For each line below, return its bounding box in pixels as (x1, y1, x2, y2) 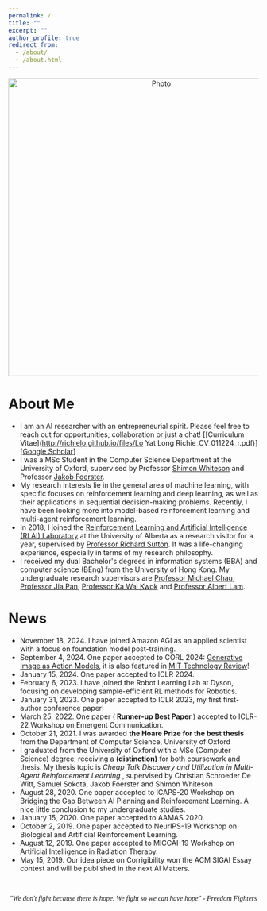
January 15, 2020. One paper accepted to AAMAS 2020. (19, 813, 205, 822)
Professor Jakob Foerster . (19, 472, 105, 481)
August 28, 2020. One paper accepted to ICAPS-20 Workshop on (19, 787, 234, 797)
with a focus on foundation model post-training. (19, 644, 176, 654)
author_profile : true (8, 33, 80, 42)
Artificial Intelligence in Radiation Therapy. (19, 847, 158, 856)
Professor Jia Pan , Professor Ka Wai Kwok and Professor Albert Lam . (19, 581, 246, 591)
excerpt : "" (8, 26, 48, 34)
